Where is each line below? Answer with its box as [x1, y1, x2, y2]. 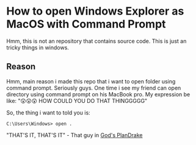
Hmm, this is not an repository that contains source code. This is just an [6, 37, 187, 44]
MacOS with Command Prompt [6, 17, 166, 31]
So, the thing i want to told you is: [6, 108, 90, 116]
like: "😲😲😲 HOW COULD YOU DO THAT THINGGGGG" [6, 97, 148, 104]
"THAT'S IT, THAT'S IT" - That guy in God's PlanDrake [6, 131, 143, 138]
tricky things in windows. [6, 44, 69, 51]
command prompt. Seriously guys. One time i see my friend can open [6, 84, 181, 91]
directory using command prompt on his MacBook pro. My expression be [6, 90, 191, 98]
